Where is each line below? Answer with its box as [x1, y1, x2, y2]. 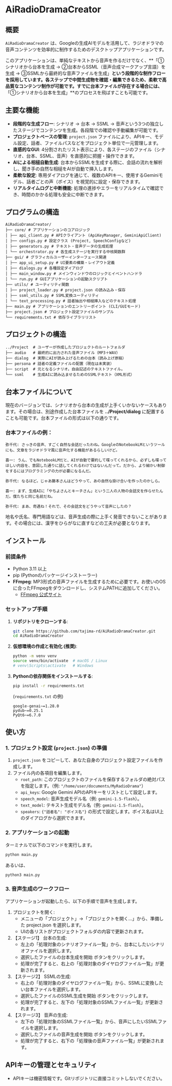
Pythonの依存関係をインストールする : [12, 673, 93, 679]
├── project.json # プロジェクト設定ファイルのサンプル [5, 309, 114, 314]
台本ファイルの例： [5, 429, 53, 436]
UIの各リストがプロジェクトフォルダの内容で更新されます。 [20, 928, 146, 934]
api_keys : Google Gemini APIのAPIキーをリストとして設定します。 [20, 789, 160, 795]
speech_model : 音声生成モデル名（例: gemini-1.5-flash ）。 [20, 796, 142, 802]
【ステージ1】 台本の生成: [12, 935, 67, 941]
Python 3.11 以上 [12, 566, 47, 572]
